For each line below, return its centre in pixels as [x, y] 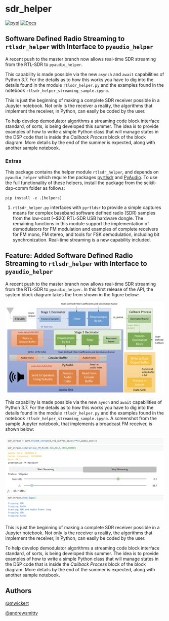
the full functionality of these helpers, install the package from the [74, 183]
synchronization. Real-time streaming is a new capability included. [82, 240]
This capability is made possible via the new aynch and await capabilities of [83, 402]
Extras [13, 161]
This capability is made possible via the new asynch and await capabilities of [85, 74]
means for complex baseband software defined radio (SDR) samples [84, 213]
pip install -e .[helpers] [34, 198]
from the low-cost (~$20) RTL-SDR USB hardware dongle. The [78, 218]
